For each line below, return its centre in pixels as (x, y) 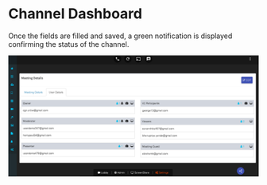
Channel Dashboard (75, 14)
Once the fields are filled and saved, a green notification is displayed (120, 36)
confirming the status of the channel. (69, 44)
